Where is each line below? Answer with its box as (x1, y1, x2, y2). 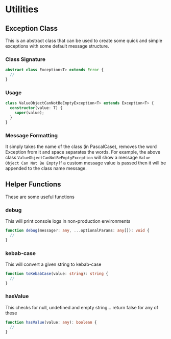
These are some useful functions (5, 194, 75, 200)
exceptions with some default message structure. (5, 43, 109, 49)
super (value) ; (14, 110, 44, 115)
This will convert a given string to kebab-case (5, 261, 102, 267)
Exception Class (5, 24, 58, 33)
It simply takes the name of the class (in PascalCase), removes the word (5, 143, 157, 150)
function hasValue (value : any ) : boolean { (5, 320, 97, 325)
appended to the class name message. (5, 165, 87, 171)
